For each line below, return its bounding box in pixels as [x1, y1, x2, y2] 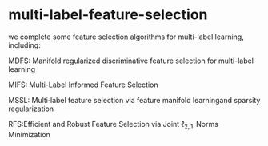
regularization [8, 104, 54, 113]
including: [8, 40, 42, 49]
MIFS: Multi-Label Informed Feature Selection [8, 80, 158, 89]
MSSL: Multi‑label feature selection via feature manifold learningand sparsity [8, 95, 261, 105]
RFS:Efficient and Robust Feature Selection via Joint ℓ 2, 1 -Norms [8, 119, 218, 131]
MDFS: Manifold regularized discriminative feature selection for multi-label [8, 56, 254, 65]
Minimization [8, 129, 50, 139]
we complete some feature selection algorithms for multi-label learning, [8, 32, 244, 41]
